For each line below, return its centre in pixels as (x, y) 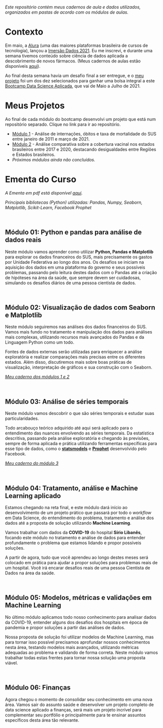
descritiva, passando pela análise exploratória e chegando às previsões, (77, 438)
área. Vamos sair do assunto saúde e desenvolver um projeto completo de (80, 705)
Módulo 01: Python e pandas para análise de (73, 232)
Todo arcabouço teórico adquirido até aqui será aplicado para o (69, 428)
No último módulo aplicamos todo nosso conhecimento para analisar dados (81, 617)
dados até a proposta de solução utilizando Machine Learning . (68, 523)
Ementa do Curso (41, 179)
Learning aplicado (33, 496)
